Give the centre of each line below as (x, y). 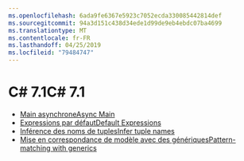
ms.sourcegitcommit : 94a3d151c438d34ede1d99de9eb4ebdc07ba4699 (115, 23)
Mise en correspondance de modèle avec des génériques (114, 139)
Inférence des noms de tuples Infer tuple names (97, 131)
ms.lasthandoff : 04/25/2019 (55, 45)
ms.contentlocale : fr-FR (49, 38)
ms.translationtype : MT (48, 30)
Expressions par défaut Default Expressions (90, 122)
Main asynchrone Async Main (67, 114)
